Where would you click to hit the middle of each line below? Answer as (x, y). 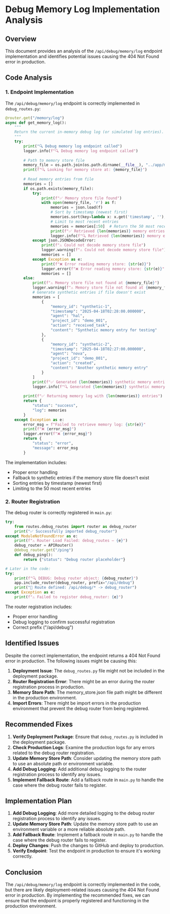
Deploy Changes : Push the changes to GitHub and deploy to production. (88, 846)
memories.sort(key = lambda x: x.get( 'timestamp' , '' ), (108, 217)
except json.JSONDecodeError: (64, 240)
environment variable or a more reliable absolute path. (69, 829)
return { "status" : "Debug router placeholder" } (74, 559)
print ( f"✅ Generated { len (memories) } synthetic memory (92, 382)
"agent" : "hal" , (68, 316)
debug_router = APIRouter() (44, 546)
